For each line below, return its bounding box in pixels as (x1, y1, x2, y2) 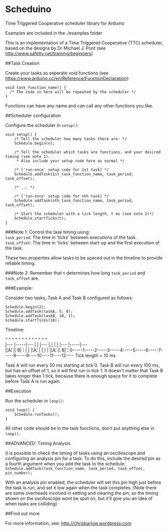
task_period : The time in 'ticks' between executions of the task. (5, 234, 137, 240)
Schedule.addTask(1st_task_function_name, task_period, (14, 171, 134, 177)
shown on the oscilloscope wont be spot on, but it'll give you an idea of (5, 495, 153, 501)
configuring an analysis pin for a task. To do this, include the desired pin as (5, 455, 161, 461)
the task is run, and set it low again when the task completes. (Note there (5, 485, 157, 491)
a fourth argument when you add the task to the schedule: (5, 460, 126, 467)
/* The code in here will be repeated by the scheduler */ (10, 89, 136, 94)
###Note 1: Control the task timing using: (5, 229, 90, 235)
